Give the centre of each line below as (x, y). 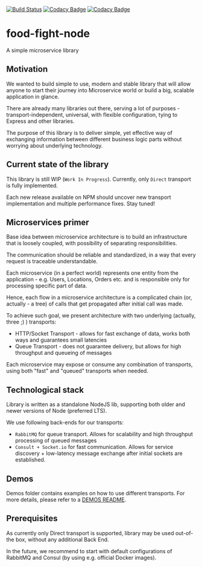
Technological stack (45, 390)
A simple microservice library (43, 50)
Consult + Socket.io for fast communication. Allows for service (94, 447)
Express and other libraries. (40, 121)
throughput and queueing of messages (63, 353)
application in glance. (33, 96)
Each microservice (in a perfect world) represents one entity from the (93, 273)
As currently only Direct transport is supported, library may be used (90, 533)
